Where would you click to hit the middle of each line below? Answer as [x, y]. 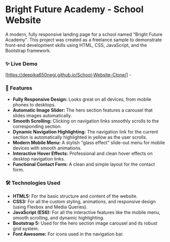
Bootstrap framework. [28, 50]
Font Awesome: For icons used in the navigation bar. [68, 234]
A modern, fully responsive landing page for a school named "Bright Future [84, 34]
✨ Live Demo [21, 64]
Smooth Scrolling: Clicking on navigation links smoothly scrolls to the [86, 121]
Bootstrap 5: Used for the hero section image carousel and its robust [85, 223]
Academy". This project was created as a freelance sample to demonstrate [83, 40]
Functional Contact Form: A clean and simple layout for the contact [84, 164]
